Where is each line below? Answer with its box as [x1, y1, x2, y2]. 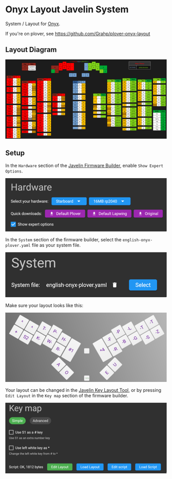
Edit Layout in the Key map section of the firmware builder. [5, 393, 128, 399]
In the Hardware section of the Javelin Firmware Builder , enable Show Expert [5, 162, 164, 168]
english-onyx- [122, 237, 153, 242]
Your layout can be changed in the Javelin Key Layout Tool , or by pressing [5, 387, 162, 393]
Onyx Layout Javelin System [5, 4, 129, 15]
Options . [5, 168, 23, 174]
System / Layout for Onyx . [5, 21, 60, 27]
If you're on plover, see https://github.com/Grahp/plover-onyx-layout [5, 30, 150, 36]
